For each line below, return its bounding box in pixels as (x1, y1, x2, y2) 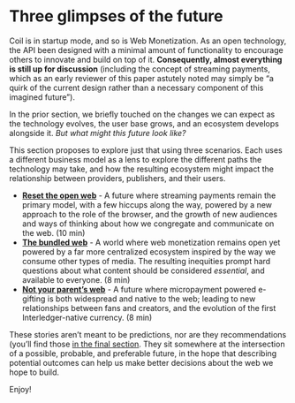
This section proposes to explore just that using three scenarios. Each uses (9, 144, 283, 156)
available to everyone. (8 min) (21, 274, 131, 285)
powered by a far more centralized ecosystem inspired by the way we (21, 246, 276, 257)
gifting (21, 293, 46, 304)
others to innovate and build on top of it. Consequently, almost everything (9, 54, 283, 65)
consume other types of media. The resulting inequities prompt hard (21, 255, 271, 266)
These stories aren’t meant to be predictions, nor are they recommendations (9, 329, 287, 339)
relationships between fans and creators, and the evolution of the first (21, 302, 276, 313)
